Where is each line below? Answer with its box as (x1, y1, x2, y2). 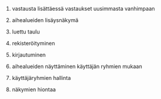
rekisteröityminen (11, 40, 55, 47)
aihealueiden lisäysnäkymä (11, 17, 79, 23)
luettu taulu (11, 28, 40, 35)
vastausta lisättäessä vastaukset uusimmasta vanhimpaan (11, 5, 156, 12)
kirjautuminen (11, 51, 46, 58)
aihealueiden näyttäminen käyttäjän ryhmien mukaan (11, 63, 142, 70)
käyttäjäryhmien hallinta (11, 75, 71, 81)
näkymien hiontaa (11, 86, 56, 93)
